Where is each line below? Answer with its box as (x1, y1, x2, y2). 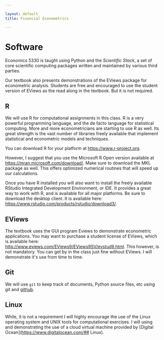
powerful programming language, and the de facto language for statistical (5, 121, 154, 126)
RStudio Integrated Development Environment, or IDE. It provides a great (5, 185, 151, 191)
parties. (5, 68, 21, 74)
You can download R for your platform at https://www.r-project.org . (5, 146, 141, 151)
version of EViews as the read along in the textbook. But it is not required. (5, 88, 153, 94)
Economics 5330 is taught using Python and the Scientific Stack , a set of (5, 57, 153, 64)
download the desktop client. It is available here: (5, 195, 103, 201)
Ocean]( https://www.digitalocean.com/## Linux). (5, 329, 104, 335)
